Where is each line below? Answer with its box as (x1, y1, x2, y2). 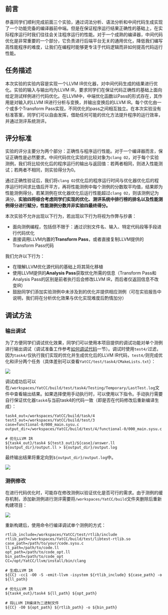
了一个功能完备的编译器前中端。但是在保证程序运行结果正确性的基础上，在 (5, 25, 158, 31)
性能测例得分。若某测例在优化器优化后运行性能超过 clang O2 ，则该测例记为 (5, 190, 159, 196)
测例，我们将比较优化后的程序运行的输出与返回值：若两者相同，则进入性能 (5, 160, 158, 166)
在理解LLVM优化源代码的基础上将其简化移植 (12, 264, 103, 270)
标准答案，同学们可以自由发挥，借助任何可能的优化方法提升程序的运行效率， (5, 111, 163, 117)
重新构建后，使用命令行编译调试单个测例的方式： (5, 522, 106, 528)
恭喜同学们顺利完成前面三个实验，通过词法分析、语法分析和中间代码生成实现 (5, 19, 163, 25)
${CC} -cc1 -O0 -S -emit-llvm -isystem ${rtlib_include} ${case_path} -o (5, 572, 162, 577)
